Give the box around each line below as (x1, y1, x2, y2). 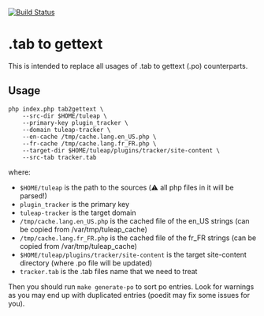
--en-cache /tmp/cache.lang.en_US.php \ (22, 133, 157, 141)
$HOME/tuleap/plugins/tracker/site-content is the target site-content (19, 250, 247, 259)
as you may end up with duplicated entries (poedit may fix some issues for (8, 290, 251, 299)
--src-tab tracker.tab (22, 153, 97, 161)
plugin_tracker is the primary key (19, 199, 130, 209)
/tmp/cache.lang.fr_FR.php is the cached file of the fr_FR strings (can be (19, 233, 257, 243)
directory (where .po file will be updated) (19, 258, 153, 268)
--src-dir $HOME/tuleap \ (22, 111, 108, 120)
